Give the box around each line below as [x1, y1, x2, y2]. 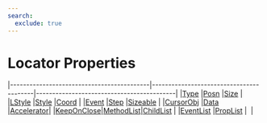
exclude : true [15, 19, 62, 27]
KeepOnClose [55, 106, 102, 116]
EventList [180, 106, 211, 116]
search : [7, 11, 34, 20]
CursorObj [165, 97, 199, 107]
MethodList [102, 106, 141, 116]
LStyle [10, 97, 31, 107]
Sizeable [127, 97, 156, 107]
